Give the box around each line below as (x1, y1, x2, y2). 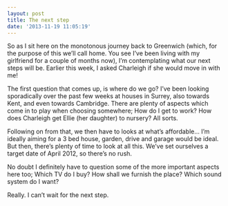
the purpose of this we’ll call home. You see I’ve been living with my (7, 49, 200, 57)
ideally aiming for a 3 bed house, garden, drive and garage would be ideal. (7, 135, 219, 143)
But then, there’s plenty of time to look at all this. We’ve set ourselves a (7, 142, 209, 151)
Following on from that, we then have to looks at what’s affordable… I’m (7, 127, 210, 135)
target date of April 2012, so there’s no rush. (7, 149, 133, 158)
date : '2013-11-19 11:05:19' (7, 23, 91, 30)
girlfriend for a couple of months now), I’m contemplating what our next (7, 57, 211, 65)
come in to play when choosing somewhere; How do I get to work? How (7, 106, 212, 115)
